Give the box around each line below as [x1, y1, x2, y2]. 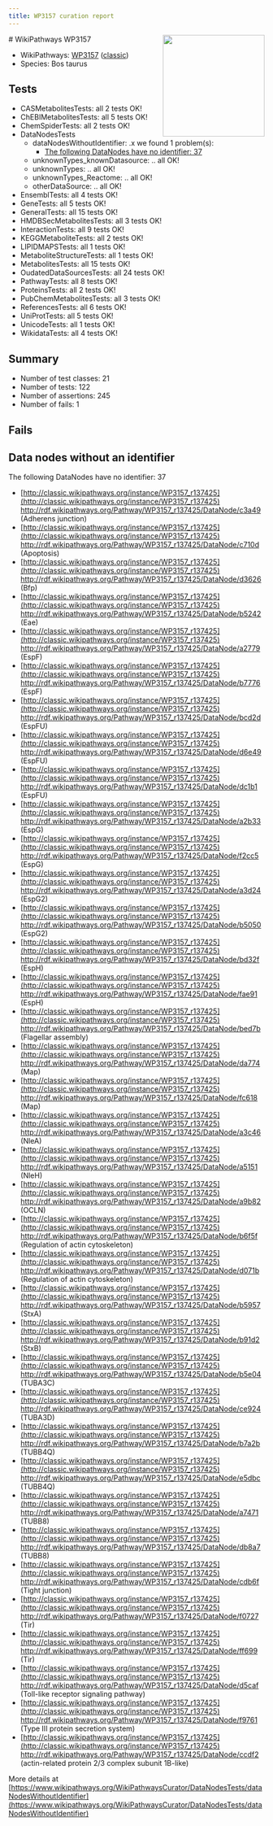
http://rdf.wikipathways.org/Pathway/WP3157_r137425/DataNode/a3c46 [19, 1127, 262, 1137]
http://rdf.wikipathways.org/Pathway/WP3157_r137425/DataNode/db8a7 [19, 1542, 262, 1552]
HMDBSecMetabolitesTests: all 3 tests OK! [19, 216, 162, 226]
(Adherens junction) [19, 514, 88, 524]
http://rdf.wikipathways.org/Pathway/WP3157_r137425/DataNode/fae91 [19, 989, 258, 999]
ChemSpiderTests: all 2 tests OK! [19, 121, 131, 131]
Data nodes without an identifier [8, 451, 175, 464]
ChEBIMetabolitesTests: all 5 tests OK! [19, 112, 148, 122]
